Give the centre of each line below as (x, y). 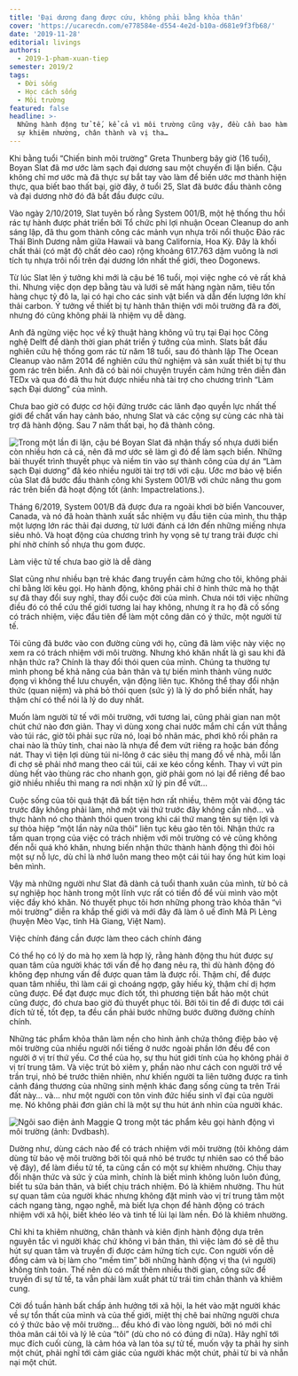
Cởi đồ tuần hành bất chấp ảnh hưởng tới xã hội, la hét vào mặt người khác (145, 1305)
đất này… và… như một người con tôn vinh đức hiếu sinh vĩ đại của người (141, 1095)
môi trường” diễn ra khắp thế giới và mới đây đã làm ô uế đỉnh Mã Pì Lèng (143, 912)
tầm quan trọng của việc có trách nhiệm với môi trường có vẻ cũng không (143, 838)
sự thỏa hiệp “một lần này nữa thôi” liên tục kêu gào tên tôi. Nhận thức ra (142, 828)
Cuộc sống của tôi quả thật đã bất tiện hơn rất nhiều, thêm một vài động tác (147, 800)
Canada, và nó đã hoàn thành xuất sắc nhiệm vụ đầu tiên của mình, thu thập (148, 516)
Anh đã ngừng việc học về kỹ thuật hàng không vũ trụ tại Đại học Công (139, 332)
